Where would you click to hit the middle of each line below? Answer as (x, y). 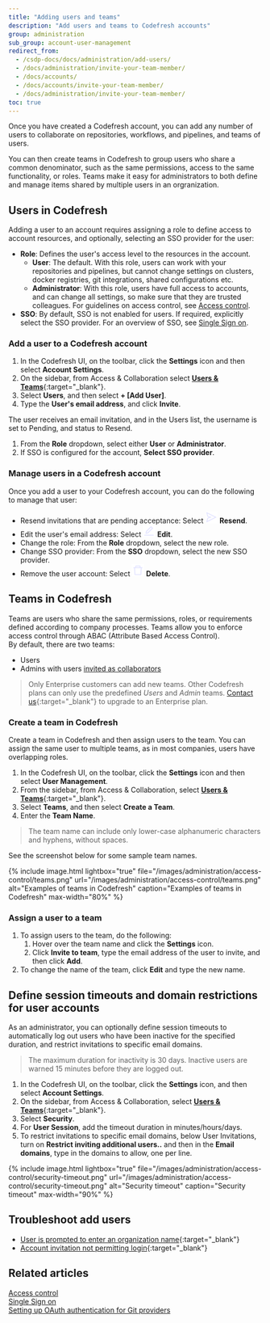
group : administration (46, 34)
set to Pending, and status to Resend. (71, 428)
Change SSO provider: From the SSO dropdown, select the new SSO (134, 551)
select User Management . (64, 781)
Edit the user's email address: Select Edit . (96, 534)
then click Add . (57, 961)
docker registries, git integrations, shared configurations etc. (133, 280)
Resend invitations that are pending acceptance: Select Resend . (134, 520)
